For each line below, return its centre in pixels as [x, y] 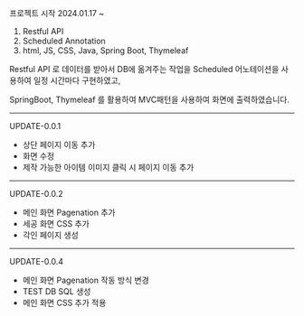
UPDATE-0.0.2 [36, 194]
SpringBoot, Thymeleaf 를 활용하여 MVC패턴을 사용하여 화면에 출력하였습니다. [149, 99]
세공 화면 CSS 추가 [56, 223]
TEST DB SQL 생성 [57, 291]
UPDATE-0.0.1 [35, 126]
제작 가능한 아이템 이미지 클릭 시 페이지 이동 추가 [108, 167]
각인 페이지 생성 [50, 235]
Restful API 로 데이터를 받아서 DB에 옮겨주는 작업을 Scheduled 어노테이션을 [144, 69]
